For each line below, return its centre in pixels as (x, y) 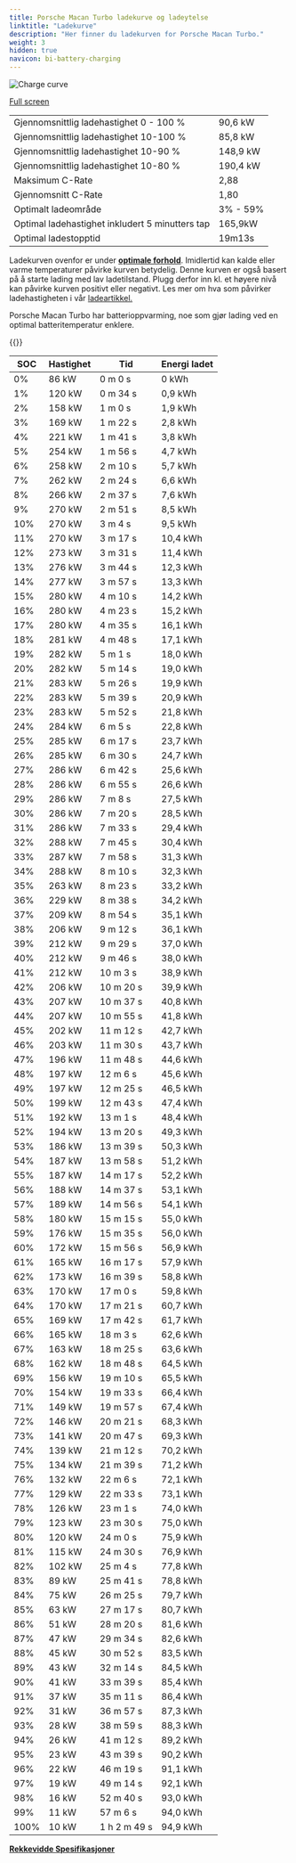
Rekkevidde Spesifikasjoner (62, 1849)
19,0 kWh (182, 669)
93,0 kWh (182, 1798)
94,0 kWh (182, 1812)
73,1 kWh (182, 1494)
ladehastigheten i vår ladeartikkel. (71, 298)
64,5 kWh (182, 1364)
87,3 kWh (182, 1711)
